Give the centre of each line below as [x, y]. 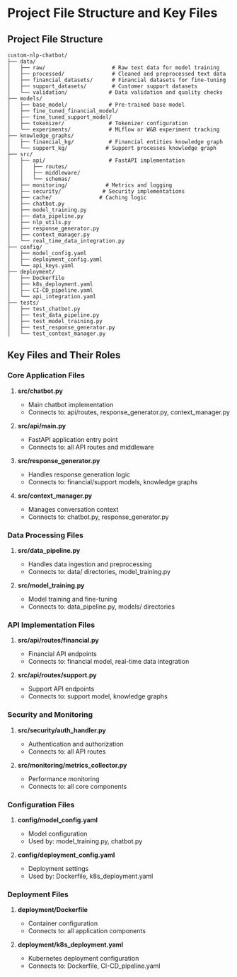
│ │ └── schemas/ [39, 179]
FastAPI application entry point [73, 439]
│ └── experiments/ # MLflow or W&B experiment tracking [114, 129]
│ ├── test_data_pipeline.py [53, 315]
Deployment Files [38, 894]
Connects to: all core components [77, 786]
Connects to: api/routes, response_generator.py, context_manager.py [129, 412]
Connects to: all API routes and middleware [91, 447]
